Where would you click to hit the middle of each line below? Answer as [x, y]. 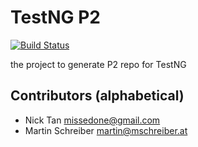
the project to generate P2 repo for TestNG [98, 64]
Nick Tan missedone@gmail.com [92, 120]
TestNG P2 [55, 17]
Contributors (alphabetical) [97, 96]
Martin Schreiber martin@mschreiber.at [106, 130]
